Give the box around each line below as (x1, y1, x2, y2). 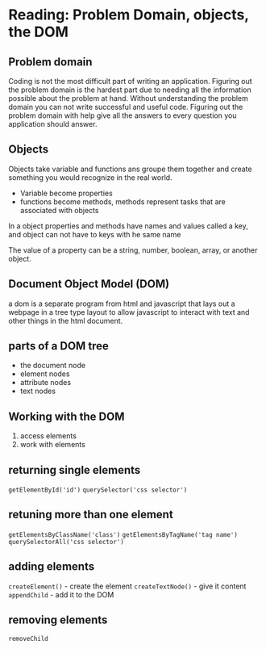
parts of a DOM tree (8, 339, 109, 353)
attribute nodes (19, 378, 71, 387)
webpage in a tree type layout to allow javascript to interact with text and (8, 307, 250, 316)
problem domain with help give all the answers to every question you (8, 111, 237, 120)
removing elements (8, 613, 108, 627)
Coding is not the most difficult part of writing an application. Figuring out (8, 77, 252, 86)
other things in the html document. (8, 316, 123, 325)
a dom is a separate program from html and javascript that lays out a (8, 299, 235, 308)
